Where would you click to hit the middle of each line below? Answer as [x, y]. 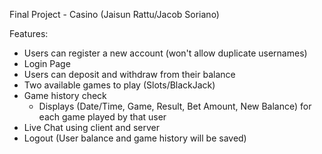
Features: [29, 33]
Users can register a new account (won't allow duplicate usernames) [165, 53]
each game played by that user [102, 117]
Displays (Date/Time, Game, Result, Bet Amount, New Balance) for [175, 106]
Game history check [65, 95]
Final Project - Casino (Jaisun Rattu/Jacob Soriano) [114, 14]
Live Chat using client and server [91, 127]
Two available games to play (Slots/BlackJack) [119, 85]
